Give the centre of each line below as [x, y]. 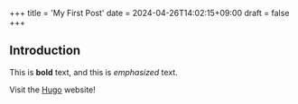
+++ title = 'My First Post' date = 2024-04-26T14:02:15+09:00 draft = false [149, 13]
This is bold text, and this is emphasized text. [93, 72]
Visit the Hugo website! [53, 90]
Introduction [45, 51]
